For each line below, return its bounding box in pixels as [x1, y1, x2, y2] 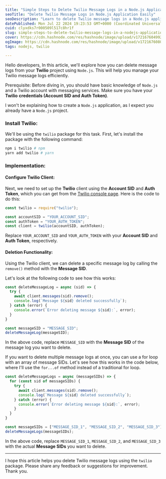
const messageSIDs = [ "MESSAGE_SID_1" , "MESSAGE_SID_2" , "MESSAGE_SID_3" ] [5, 425, 163, 430]
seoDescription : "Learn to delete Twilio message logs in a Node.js [5, 16, 149, 21]
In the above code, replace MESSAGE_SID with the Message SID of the [5, 339, 145, 345]
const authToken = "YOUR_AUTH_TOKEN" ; [5, 219, 85, 224]
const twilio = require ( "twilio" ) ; [5, 205, 79, 210]
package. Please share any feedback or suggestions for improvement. [5, 463, 148, 469]
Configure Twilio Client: [5, 174, 55, 181]
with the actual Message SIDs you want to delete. [5, 443, 107, 449]
